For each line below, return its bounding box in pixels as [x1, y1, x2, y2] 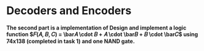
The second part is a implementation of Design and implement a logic [6, 24, 187, 31]
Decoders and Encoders [6, 4, 132, 18]
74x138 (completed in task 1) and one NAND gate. [6, 37, 135, 45]
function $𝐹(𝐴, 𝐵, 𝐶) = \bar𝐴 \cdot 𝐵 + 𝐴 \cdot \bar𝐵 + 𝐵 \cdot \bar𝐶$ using [6, 30, 198, 37]
